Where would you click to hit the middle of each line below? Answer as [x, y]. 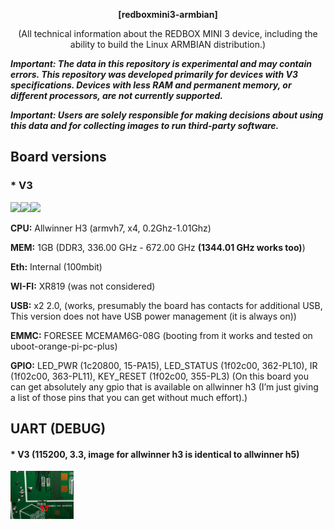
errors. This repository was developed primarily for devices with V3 [154, 74]
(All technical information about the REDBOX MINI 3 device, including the [168, 33]
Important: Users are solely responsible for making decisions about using [167, 115]
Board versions [58, 157]
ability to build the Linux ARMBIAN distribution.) [168, 44]
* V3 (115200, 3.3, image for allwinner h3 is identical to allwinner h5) [155, 454]
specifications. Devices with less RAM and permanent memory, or [151, 85]
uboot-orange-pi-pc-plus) [64, 346]
